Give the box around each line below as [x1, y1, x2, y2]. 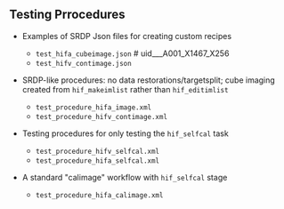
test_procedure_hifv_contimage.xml [35, 112, 167, 121]
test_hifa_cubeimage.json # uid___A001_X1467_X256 [35, 48, 230, 59]
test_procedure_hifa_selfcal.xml [35, 156, 160, 165]
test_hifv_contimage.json [35, 59, 132, 68]
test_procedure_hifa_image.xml [35, 102, 152, 112]
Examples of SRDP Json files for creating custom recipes [21, 30, 232, 41]
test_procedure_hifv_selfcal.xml [35, 147, 160, 156]
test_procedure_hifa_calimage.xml [35, 190, 164, 199]
